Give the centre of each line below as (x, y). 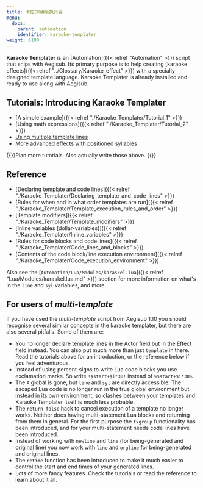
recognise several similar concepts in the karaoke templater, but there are (99, 325)
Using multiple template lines (52, 137)
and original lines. (37, 454)
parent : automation (42, 29)
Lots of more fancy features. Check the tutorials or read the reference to (106, 473)
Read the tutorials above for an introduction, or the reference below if (102, 357)
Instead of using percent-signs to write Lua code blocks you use (96, 370)
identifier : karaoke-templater (57, 35)
